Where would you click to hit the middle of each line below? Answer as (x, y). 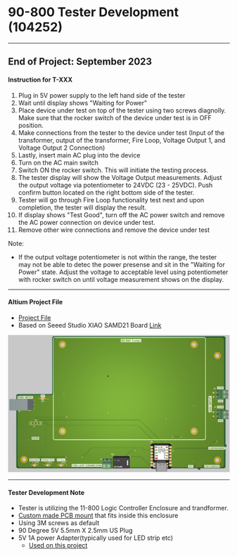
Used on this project (58, 545)
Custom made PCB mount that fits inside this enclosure (98, 516)
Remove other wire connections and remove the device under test (114, 230)
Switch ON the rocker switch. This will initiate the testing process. (113, 170)
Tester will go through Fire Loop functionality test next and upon (111, 200)
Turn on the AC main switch (58, 162)
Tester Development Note (46, 492)
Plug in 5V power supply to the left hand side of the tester (102, 95)
